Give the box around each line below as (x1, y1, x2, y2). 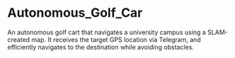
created (7, 35, 30, 43)
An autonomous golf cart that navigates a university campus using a (7, 28, 207, 36)
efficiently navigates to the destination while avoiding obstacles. (7, 43, 195, 51)
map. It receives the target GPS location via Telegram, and (31, 35, 202, 43)
